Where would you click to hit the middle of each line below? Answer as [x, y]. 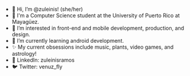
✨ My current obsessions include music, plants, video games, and [93, 47]
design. [21, 34]
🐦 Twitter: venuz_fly [37, 66]
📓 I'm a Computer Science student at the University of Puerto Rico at [96, 15]
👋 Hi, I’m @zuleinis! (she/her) [47, 9]
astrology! [24, 54]
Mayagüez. [26, 22]
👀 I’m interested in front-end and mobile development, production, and [98, 28]
